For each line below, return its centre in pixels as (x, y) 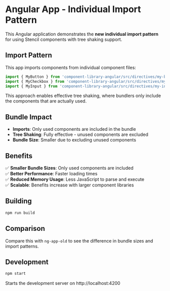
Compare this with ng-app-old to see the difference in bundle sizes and (79, 240)
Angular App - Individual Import (73, 9)
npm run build (20, 213)
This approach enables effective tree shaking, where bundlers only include (83, 96)
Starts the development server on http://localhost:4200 (63, 283)
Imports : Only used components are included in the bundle (74, 129)
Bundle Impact (29, 117)
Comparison (25, 229)
